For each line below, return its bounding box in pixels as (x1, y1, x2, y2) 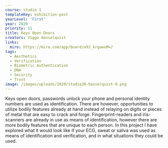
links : (5, 40, 19, 45)
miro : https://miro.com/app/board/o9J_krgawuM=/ (10, 44, 113, 49)
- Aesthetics (10, 53, 37, 59)
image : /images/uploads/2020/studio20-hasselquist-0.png (5, 81, 127, 86)
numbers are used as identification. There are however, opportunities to (5, 100, 153, 106)
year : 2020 (5, 21, 28, 26)
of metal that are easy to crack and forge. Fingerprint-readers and (5, 111, 142, 117)
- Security (10, 72, 33, 77)
